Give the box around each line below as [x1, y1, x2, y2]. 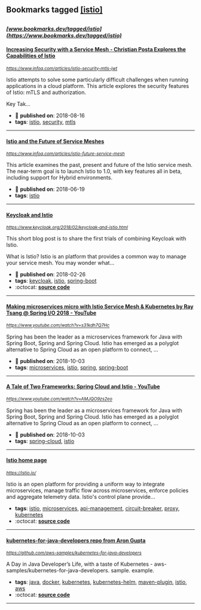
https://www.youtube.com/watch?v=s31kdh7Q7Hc [6, 322, 110, 328]
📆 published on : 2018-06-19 [14, 185, 85, 193]
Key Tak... [6, 100, 31, 107]
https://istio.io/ [6, 470, 36, 476]
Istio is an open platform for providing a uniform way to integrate [6, 481, 165, 487]
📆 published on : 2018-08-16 [14, 112, 85, 119]
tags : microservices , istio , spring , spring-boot [14, 364, 129, 371]
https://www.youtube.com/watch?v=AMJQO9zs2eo [6, 396, 112, 402]
